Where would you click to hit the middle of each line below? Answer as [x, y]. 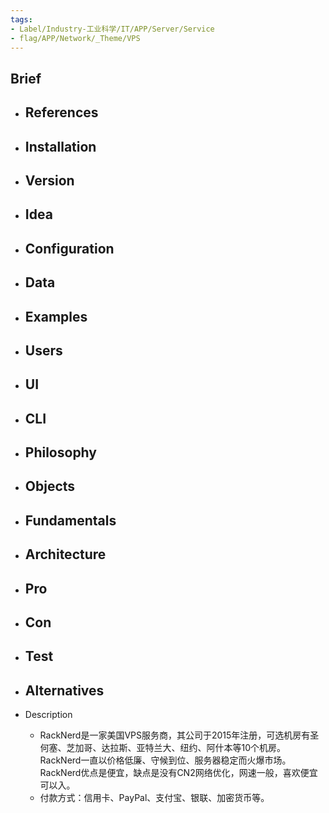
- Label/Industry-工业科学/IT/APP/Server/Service [112, 29]
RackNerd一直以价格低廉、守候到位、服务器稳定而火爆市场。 [165, 760]
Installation [60, 146]
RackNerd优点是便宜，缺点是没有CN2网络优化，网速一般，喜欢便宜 [178, 773]
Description [48, 715]
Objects [50, 486]
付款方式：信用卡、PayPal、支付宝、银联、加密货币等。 [154, 798]
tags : [21, 19]
